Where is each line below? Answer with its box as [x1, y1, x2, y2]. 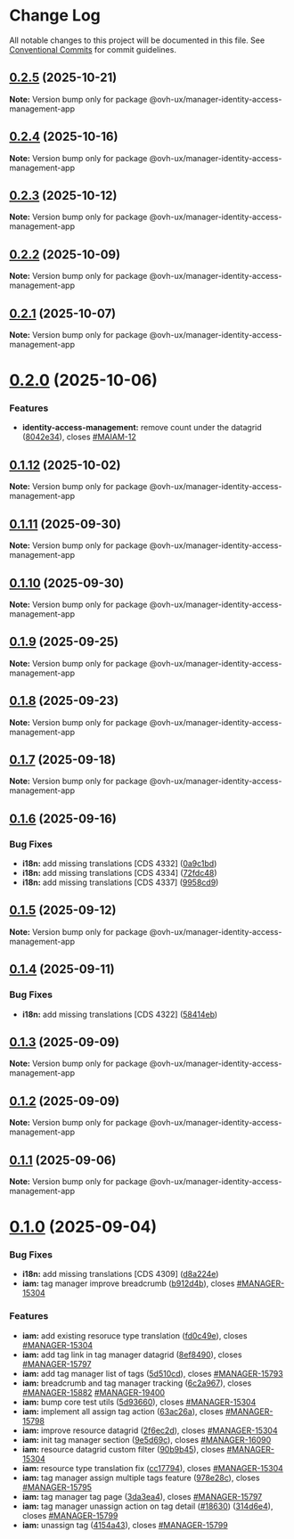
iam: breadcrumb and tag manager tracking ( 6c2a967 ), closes [21, 1378, 252, 1388]
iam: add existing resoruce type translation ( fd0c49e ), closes [21, 1330, 248, 1341]
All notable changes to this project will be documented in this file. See [9, 35, 265, 45]
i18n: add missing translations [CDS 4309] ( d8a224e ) [21, 1269, 219, 1280]
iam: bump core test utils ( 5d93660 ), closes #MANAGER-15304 [21, 1396, 257, 1407]
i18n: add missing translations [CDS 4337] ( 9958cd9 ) [21, 877, 219, 888]
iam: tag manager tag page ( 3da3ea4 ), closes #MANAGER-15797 [21, 1491, 263, 1502]
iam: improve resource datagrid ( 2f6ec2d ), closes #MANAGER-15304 [21, 1425, 278, 1436]
